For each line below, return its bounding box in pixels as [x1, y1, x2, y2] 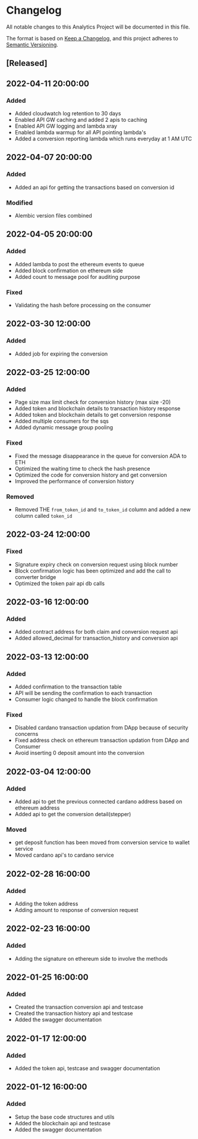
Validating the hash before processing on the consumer [14, 301, 152, 309]
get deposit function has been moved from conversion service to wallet [14, 839, 190, 846]
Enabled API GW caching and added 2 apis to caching [14, 117, 147, 124]
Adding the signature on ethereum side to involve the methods [14, 955, 168, 962]
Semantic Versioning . [6, 41, 58, 48]
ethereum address [14, 804, 60, 811]
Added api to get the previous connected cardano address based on [14, 798, 183, 805]
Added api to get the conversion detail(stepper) [14, 811, 131, 817]
